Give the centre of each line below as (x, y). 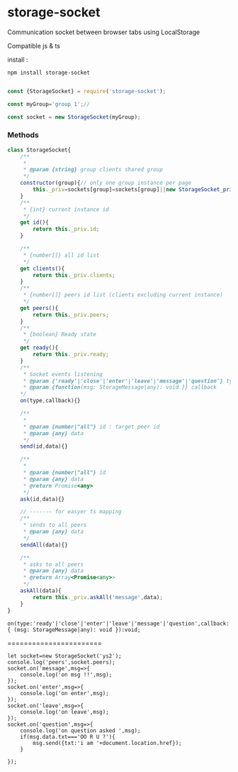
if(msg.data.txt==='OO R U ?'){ (68, 736)
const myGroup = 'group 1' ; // (49, 104)
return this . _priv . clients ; (74, 275)
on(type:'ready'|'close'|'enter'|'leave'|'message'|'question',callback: (119, 623)
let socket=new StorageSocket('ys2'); (64, 656)
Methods (23, 135)
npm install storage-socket (49, 73)
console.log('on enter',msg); (65, 693)
